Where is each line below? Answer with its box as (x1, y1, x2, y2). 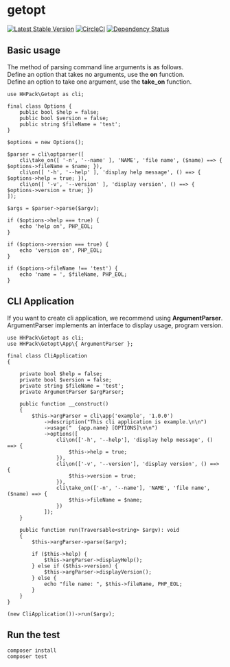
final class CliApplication (7, 352, 88, 359)
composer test (7, 653, 48, 660)
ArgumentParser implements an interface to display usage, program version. (7, 321, 223, 329)
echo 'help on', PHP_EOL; (19, 222, 94, 230)
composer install (7, 647, 57, 654)
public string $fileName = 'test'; (19, 121, 122, 128)
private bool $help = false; (19, 370, 103, 377)
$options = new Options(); (7, 139, 84, 145)
